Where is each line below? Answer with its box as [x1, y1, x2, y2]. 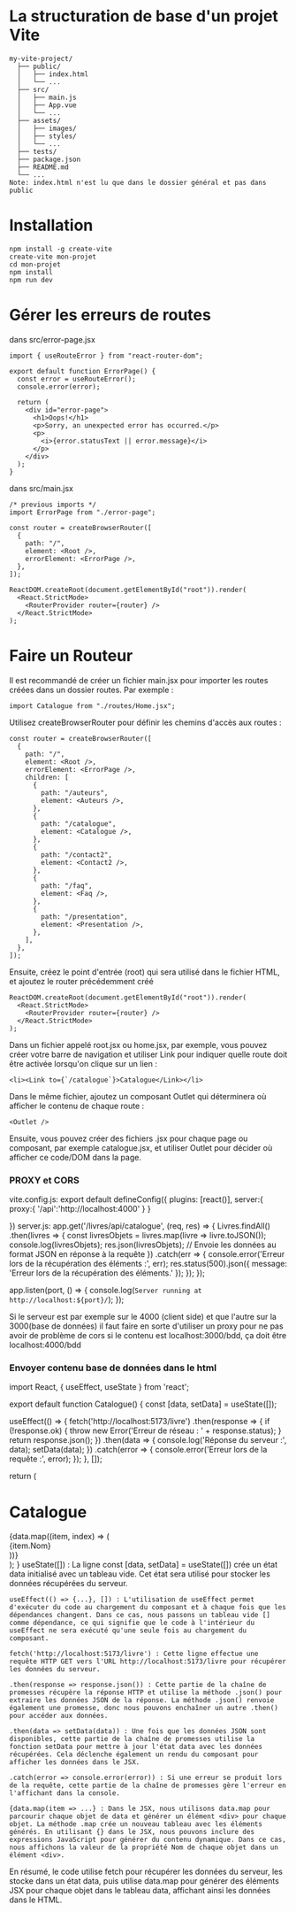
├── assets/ [17, 116, 62, 125]
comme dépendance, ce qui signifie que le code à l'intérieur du [9, 1618, 254, 1628]
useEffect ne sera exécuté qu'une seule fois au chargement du [9, 1626, 247, 1635]
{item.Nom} [9, 1540, 51, 1551]
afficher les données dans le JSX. [9, 1758, 140, 1767]
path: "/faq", [41, 881, 93, 890]
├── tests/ [17, 147, 57, 156]
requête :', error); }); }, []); [9, 1453, 103, 1464]
